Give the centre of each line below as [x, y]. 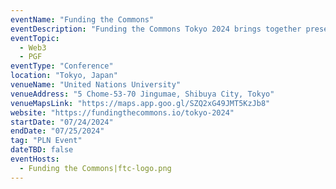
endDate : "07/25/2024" [57, 131]
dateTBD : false [42, 150]
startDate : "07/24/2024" [62, 122]
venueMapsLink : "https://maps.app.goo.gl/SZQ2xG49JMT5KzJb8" [140, 103]
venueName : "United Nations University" [96, 85]
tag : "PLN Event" [46, 141]
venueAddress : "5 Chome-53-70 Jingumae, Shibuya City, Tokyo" [142, 94]
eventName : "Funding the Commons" [82, 19]
